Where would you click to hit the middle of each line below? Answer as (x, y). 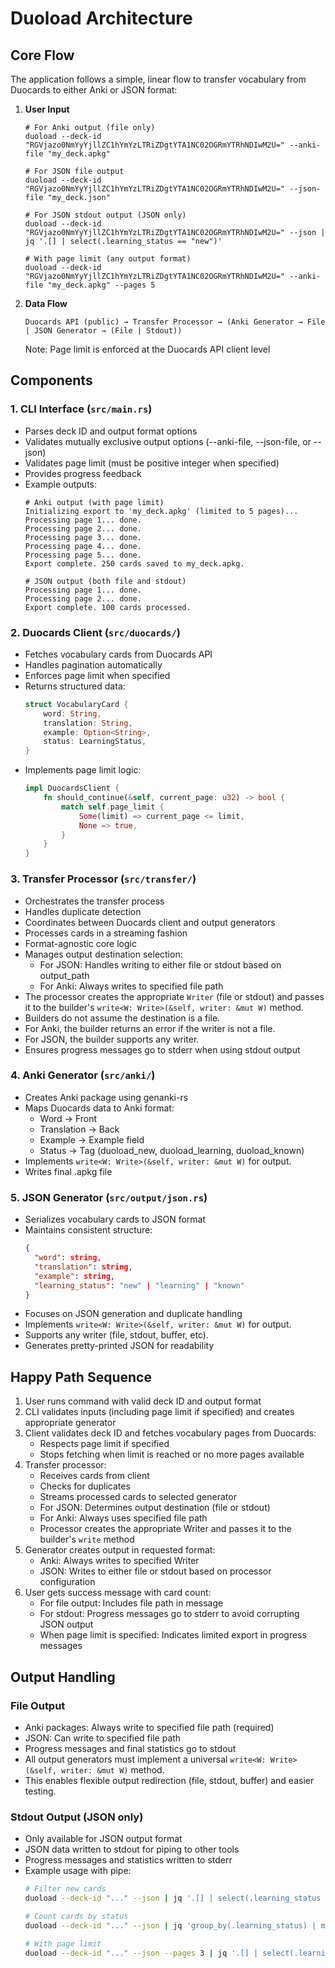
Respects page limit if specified (104, 1444)
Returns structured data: (75, 686)
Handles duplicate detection (83, 911)
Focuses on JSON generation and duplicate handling (133, 1314)
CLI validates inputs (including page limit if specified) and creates (159, 1412)
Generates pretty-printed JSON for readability (119, 1346)
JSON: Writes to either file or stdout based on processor (155, 1571)
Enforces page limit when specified (97, 675)
